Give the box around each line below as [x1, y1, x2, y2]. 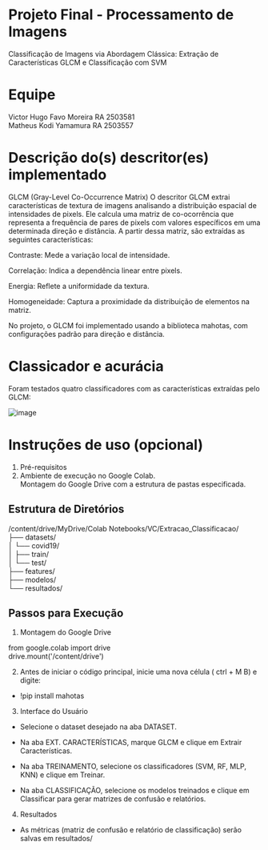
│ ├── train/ [8, 549, 50, 559]
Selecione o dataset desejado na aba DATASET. [19, 722, 178, 732]
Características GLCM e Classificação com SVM [8, 58, 167, 67]
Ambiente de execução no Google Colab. [19, 471, 156, 480]
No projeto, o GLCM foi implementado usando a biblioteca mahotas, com [8, 320, 248, 330]
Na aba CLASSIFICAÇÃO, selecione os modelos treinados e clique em [19, 786, 250, 796]
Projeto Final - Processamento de [8, 6, 234, 24]
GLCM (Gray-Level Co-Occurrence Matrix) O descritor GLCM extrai [8, 192, 230, 202]
